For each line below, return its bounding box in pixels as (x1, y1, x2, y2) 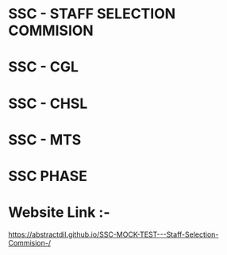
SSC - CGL (8, 58, 79, 76)
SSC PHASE (8, 167, 87, 185)
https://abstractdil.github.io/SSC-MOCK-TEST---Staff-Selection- (8, 230, 219, 239)
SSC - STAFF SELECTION (8, 5, 176, 23)
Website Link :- (8, 203, 110, 222)
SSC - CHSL (8, 95, 88, 112)
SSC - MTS (8, 130, 82, 149)
